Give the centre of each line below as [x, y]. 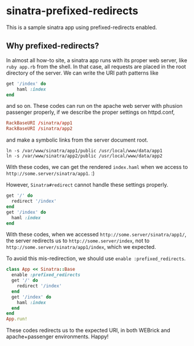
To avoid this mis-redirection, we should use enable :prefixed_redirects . [96, 258]
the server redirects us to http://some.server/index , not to [78, 241]
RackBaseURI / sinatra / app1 [39, 123]
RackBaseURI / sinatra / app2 [39, 129]
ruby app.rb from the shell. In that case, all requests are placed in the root [96, 66]
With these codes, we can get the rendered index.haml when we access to [97, 167]
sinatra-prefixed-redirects [72, 11]
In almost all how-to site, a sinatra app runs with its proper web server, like [97, 60]
